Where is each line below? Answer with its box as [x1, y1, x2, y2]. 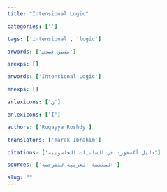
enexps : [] [7, 86, 39, 93]
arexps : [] [7, 61, 39, 68]
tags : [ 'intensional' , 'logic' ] [7, 36, 101, 43]
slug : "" [7, 174, 33, 182]
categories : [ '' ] [7, 22, 58, 30]
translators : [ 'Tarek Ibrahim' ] [7, 136, 101, 143]
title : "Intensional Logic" [7, 10, 89, 17]
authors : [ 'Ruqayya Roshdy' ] [7, 124, 92, 131]
